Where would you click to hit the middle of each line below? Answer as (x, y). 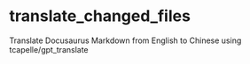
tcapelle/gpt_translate (49, 49)
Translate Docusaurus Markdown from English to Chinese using (125, 40)
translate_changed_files (100, 16)
